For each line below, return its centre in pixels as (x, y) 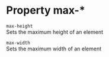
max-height (20, 26)
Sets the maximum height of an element (55, 32)
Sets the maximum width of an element (54, 49)
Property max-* (46, 10)
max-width (18, 43)
